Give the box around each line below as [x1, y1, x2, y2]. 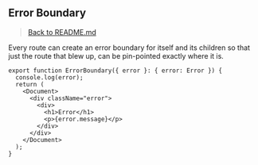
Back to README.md [27, 27, 97, 36]
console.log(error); [15, 73, 84, 82]
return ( [15, 80, 45, 88]
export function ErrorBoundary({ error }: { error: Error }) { [8, 67, 223, 75]
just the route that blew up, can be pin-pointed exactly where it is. [8, 51, 225, 60]
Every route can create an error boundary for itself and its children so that [8, 43, 251, 52]
